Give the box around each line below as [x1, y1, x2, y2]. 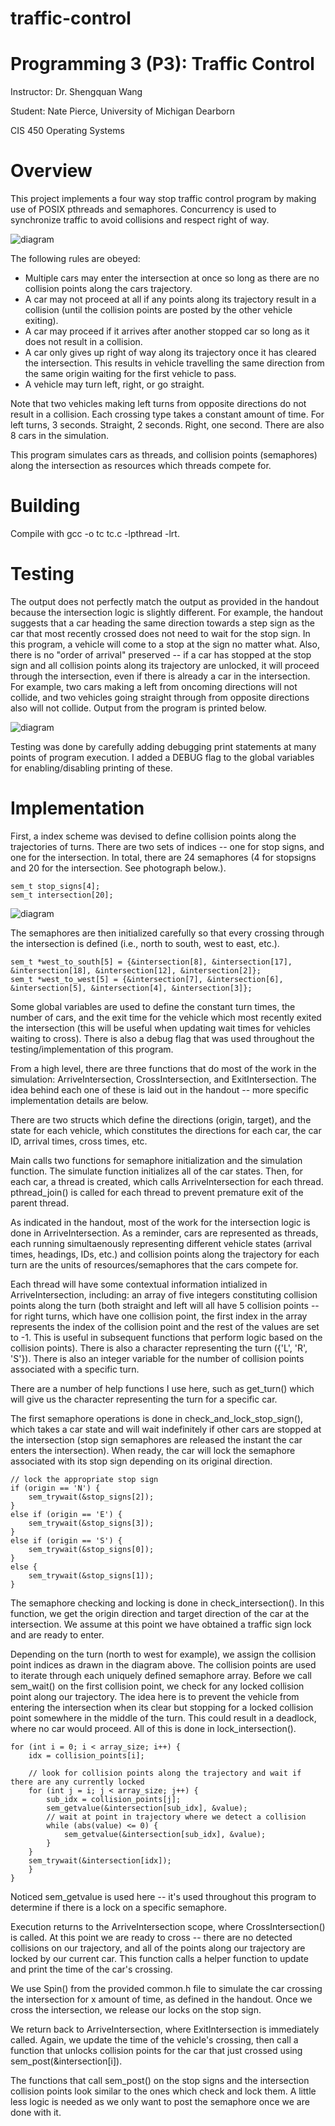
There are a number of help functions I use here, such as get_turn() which [10, 1382, 315, 1394]
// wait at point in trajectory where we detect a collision [46, 1812, 307, 1822]
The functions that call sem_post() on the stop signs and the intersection [10, 2074, 310, 2086]
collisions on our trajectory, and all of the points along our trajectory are [10, 1942, 306, 1954]
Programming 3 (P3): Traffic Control [10, 53, 315, 76]
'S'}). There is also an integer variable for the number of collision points [10, 1352, 305, 1364]
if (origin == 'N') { [10, 1483, 101, 1493]
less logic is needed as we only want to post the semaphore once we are [10, 2095, 310, 2107]
